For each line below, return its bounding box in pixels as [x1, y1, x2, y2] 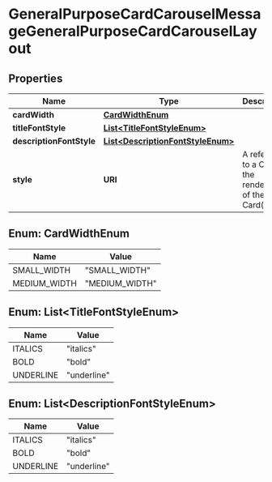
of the [242, 190, 265, 200]
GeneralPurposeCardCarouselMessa [8, 5, 261, 23]
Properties [8, 71, 63, 85]
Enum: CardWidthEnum [8, 227, 130, 241]
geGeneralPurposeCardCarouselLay [8, 22, 257, 41]
